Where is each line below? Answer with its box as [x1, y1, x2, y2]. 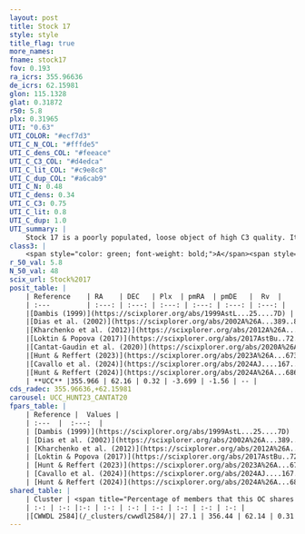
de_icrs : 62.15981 [9, 81, 79, 90]
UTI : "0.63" [9, 124, 54, 133]
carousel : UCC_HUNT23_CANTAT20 [9, 393, 128, 402]
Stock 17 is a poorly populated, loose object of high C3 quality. [25, 232, 286, 242]
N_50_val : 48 [9, 267, 59, 276]
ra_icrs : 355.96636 [9, 73, 84, 82]
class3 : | [9, 242, 47, 251]
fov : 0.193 [9, 64, 51, 74]
